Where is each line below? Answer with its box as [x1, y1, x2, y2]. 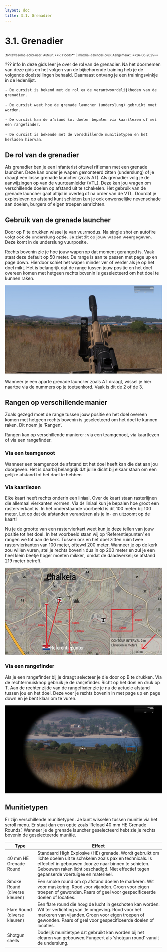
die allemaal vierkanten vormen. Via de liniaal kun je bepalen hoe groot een [5, 500, 159, 506]
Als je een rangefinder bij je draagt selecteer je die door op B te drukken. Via [5, 674, 162, 680]
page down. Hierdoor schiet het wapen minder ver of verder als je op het [5, 259, 155, 266]
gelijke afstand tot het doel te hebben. [5, 471, 83, 477]
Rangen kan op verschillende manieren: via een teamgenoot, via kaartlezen [5, 432, 159, 438]
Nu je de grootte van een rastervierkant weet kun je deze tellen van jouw [5, 526, 154, 532]
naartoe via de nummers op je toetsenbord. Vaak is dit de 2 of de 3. [5, 384, 143, 390]
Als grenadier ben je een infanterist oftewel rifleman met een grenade [5, 164, 148, 170]
